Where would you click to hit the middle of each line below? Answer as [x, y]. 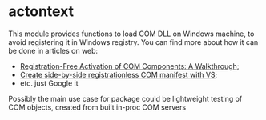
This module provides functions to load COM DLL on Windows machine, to [131, 34]
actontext [41, 12]
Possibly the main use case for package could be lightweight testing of [125, 98]
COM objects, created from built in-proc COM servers [97, 107]
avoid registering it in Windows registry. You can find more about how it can [133, 42]
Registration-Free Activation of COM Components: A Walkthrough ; [129, 66]
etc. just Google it [49, 83]
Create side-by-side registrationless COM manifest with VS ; [119, 74]
